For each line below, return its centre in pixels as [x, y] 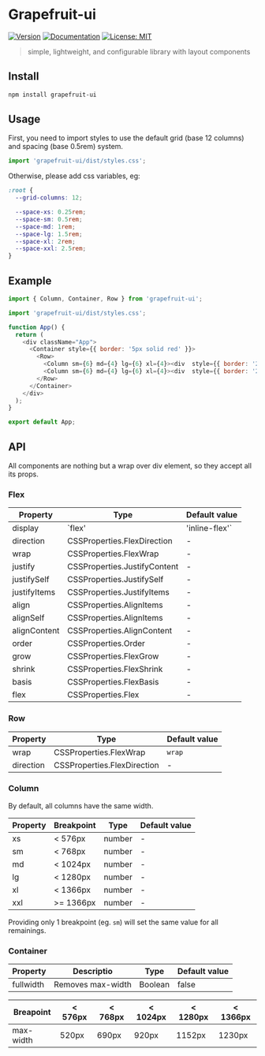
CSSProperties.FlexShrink [115, 670]
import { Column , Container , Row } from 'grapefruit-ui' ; [105, 299]
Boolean [155, 985]
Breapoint [32, 1013]
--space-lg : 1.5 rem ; [49, 234]
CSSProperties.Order [106, 644]
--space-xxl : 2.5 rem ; [51, 249]
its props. [24, 474]
